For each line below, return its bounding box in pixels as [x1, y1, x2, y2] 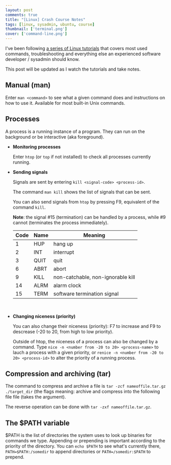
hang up [53, 240, 73, 247]
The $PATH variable [5, 418, 70, 427]
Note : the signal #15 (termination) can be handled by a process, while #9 [12, 214, 166, 220]
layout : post [5, 7, 33, 13]
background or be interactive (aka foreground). [5, 134, 105, 140]
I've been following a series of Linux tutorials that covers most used [5, 46, 148, 51]
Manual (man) [5, 81, 51, 90]
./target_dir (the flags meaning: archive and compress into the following [5, 388, 160, 394]
